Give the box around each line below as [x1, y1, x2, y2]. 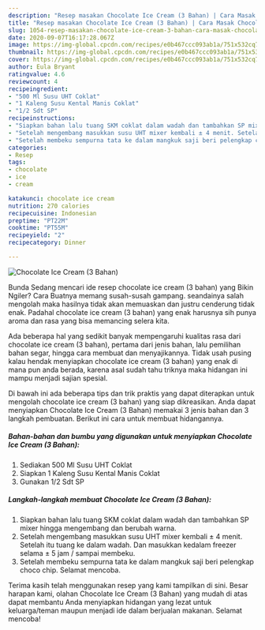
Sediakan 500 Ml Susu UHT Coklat [19, 459, 132, 470]
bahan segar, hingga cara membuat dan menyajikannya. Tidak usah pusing [8, 348, 252, 358]
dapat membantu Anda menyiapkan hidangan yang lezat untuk [8, 597, 212, 606]
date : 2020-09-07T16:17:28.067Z [8, 33, 114, 42]
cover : [8, 56, 30, 64]
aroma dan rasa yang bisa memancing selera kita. [8, 316, 170, 325]
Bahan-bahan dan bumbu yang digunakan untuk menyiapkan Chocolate [8, 432, 252, 441]
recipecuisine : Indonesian [8, 209, 97, 217]
